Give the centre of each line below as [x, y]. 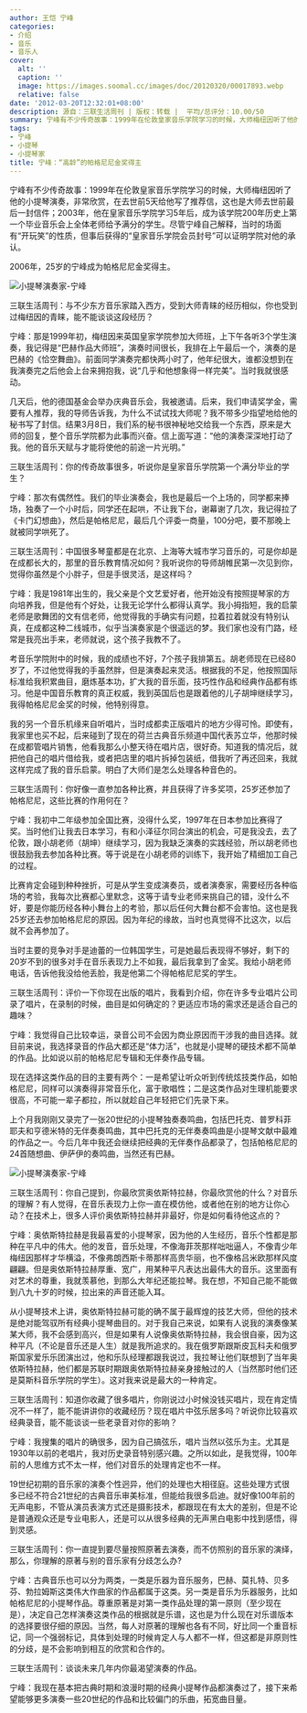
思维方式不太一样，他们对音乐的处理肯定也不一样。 [129, 1464]
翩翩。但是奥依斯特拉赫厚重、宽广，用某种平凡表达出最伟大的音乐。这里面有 [153, 1269]
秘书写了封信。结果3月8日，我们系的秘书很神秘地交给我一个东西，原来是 [147, 424]
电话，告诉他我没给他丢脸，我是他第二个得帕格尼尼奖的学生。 [126, 973]
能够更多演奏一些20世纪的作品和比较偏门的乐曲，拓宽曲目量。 [134, 1698]
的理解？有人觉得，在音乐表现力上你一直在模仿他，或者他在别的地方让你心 [149, 1204]
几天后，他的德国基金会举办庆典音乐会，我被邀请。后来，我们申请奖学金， [149, 401]
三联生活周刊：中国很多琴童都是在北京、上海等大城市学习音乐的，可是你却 [149, 551]
